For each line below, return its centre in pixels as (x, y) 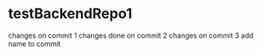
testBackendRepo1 (70, 14)
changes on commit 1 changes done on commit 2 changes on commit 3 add (131, 35)
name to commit (35, 43)
